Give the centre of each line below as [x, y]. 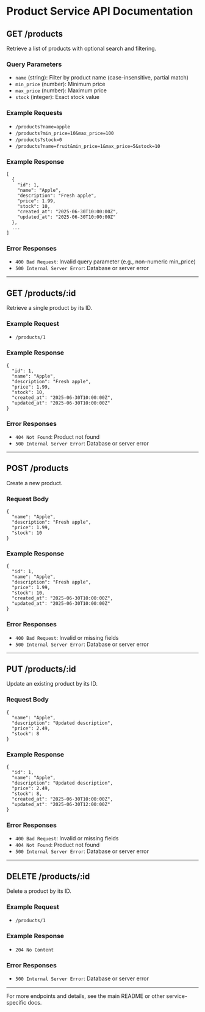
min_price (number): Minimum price [60, 84]
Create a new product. [34, 483]
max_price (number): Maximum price [61, 90]
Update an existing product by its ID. [52, 684]
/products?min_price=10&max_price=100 [64, 133]
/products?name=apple [42, 127]
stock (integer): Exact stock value [57, 97]
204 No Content [34, 950]
